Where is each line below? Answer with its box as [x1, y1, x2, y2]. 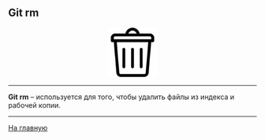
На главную [8, 123, 48, 132]
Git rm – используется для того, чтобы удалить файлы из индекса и [8, 92, 235, 101]
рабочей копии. [8, 100, 62, 109]
